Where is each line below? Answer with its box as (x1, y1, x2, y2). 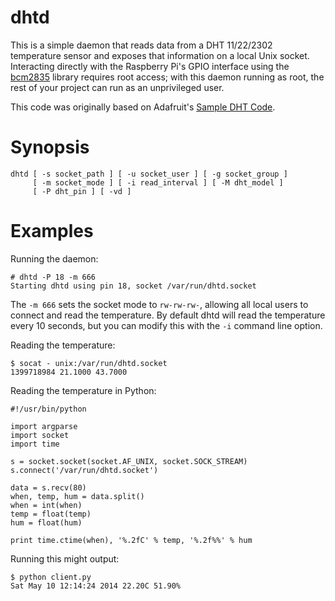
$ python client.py (10, 572, 92, 582)
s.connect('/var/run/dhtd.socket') (10, 465, 159, 475)
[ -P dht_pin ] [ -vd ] (32, 186, 132, 196)
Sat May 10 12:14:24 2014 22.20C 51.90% (10, 581, 182, 591)
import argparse (10, 421, 78, 431)
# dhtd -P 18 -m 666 (10, 272, 97, 282)
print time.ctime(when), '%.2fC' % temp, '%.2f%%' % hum (10, 535, 253, 545)
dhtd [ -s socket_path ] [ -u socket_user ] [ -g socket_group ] (10, 169, 288, 179)
